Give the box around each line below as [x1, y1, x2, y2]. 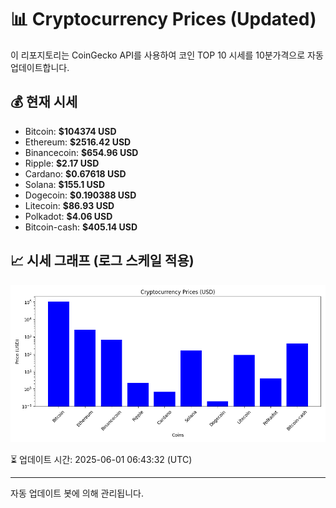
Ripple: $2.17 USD [24, 157, 100, 169]
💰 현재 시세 [10, 94, 78, 111]
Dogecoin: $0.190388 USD [24, 189, 137, 201]
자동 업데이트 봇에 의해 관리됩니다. [10, 487, 144, 499]
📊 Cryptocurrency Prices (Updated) [10, 8, 317, 31]
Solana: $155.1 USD [24, 178, 106, 190]
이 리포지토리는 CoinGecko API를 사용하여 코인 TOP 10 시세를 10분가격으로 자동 [10, 49, 324, 61]
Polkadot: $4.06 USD [24, 210, 113, 222]
